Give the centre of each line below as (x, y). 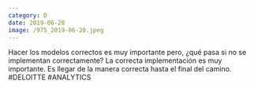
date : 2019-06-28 (37, 23)
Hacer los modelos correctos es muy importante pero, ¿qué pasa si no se (127, 53)
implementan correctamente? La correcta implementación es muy (115, 60)
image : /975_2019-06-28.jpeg (56, 30)
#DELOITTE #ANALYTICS (50, 77)
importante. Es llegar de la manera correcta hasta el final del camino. (120, 69)
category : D (28, 15)
